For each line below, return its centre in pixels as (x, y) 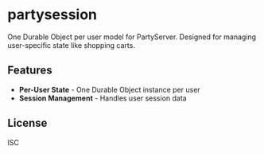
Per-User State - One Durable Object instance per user (109, 89)
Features (30, 71)
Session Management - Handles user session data (103, 98)
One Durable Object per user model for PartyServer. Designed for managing (132, 37)
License (27, 123)
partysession (52, 15)
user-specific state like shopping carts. (72, 45)
